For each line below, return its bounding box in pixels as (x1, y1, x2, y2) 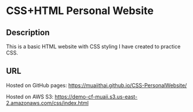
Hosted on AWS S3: (6, 93, 54, 100)
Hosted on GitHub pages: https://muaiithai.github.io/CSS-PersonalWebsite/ (6, 82, 187, 89)
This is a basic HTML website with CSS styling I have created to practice (6, 43, 181, 50)
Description (6, 28, 50, 38)
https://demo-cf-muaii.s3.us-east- (54, 93, 138, 100)
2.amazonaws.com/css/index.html (6, 99, 89, 106)
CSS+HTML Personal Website (6, 4, 154, 18)
